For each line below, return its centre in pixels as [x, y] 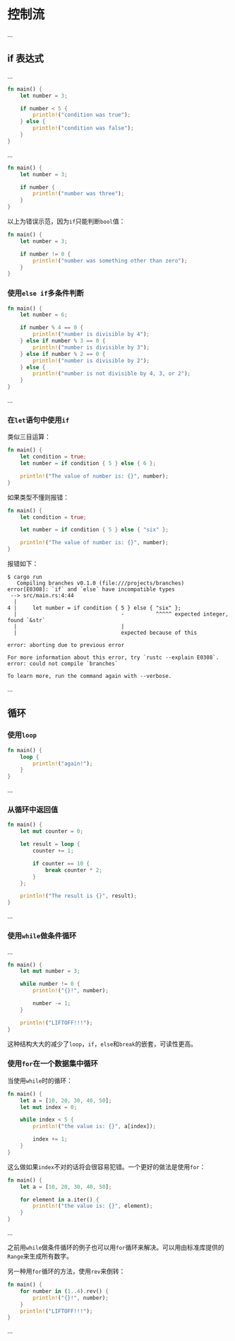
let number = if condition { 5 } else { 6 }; [88, 464]
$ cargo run [25, 577]
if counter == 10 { [61, 863]
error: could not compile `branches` [63, 664]
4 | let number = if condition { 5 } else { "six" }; [94, 608]
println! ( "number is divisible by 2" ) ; [91, 361]
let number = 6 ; [44, 315]
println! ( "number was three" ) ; [79, 194]
